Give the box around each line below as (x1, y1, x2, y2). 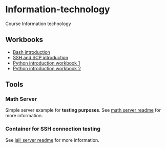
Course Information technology (5, 20, 71, 27)
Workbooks (5, 35, 44, 44)
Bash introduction (12, 49, 50, 55)
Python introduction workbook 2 (12, 65, 81, 71)
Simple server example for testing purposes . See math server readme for (5, 107, 161, 113)
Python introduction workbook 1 (12, 60, 80, 66)
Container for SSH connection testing (5, 125, 101, 133)
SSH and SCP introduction (12, 54, 68, 60)
